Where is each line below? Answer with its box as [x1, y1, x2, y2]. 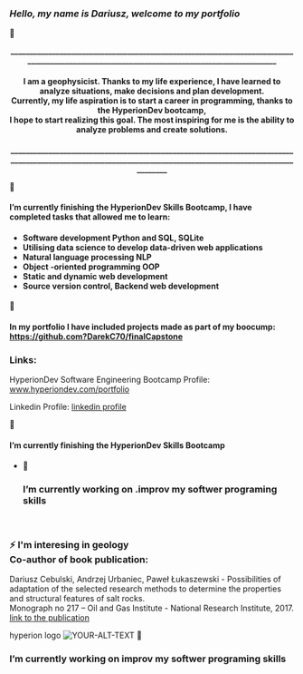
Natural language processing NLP [22, 251, 152, 262]
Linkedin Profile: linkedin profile [9, 402, 127, 413]
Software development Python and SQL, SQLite [22, 232, 204, 243]
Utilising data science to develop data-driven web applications [22, 241, 264, 252]
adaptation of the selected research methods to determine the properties [9, 583, 282, 594]
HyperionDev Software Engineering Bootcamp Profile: [9, 375, 211, 386]
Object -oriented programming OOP [22, 261, 160, 272]
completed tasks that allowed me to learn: [9, 211, 171, 222]
